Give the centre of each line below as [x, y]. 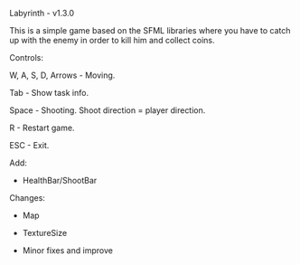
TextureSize [45, 233]
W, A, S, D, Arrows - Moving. [62, 75]
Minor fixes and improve [67, 251]
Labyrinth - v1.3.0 [42, 13]
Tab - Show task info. [49, 93]
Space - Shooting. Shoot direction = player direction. [108, 110]
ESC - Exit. [29, 145]
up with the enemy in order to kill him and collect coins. [112, 40]
